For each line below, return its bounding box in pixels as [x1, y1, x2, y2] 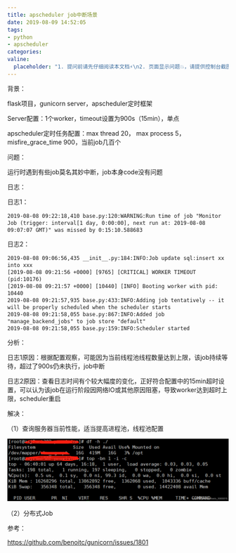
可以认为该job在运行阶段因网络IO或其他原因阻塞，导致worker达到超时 [19, 385, 221, 393]
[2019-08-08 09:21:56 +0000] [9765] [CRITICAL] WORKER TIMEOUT [7, 268, 197, 275]
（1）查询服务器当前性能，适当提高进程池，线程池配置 [7, 424, 164, 432]
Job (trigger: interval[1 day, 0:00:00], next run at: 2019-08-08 [7, 219, 206, 226]
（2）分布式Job [7, 509, 53, 518]
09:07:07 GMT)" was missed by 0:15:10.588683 [7, 226, 143, 233]
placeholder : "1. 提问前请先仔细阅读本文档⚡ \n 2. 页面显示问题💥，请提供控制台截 [13, 63, 227, 70]
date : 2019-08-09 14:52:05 [7, 18, 86, 26]
